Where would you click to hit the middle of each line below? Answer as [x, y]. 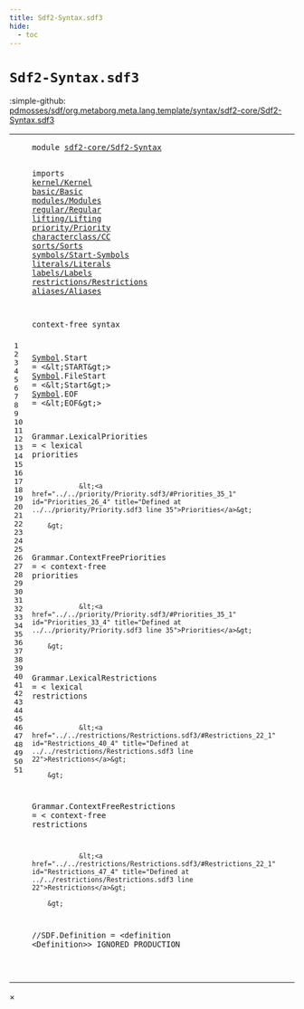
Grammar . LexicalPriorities [90, 437]
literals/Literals [71, 264]
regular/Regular [66, 209]
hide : [19, 26]
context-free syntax [76, 325]
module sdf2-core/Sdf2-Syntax [96, 148]
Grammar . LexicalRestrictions [94, 678]
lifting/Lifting [66, 219]
